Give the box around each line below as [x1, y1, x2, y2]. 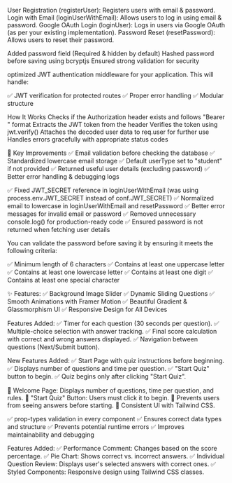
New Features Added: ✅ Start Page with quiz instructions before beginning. [7, 357, 225, 365]
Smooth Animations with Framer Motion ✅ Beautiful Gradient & [7, 297, 187, 306]
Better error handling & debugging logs [7, 172, 120, 181]
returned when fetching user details [7, 226, 110, 233]
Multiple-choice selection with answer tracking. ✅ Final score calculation [7, 327, 217, 335]
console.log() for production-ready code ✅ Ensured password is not [7, 217, 203, 226]
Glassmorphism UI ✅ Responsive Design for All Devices [7, 305, 168, 313]
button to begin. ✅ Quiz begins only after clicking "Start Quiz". [7, 372, 187, 381]
